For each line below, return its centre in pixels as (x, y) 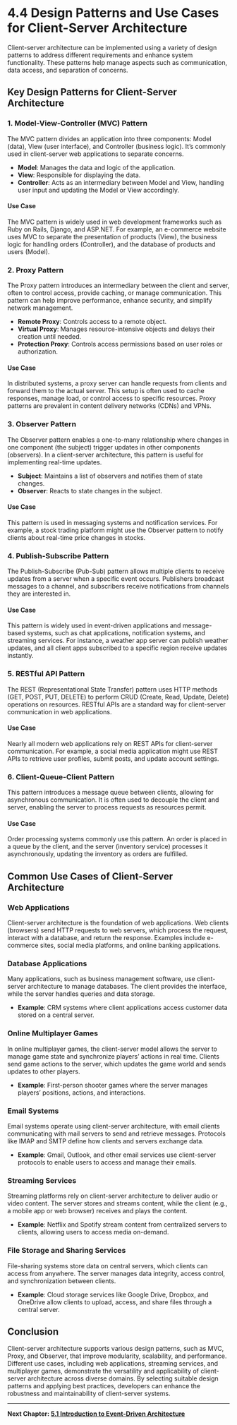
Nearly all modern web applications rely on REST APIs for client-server (110, 743)
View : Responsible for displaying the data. (79, 175)
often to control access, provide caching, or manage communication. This (115, 293)
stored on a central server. (56, 1015)
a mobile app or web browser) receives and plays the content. (97, 1211)
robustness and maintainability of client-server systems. (89, 1394)
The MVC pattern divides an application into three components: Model (109, 138)
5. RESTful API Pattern (46, 674)
